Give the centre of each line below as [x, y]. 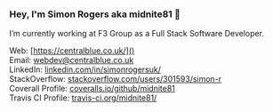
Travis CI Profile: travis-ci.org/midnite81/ [83, 98]
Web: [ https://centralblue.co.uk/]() [72, 51]
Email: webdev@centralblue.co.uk [72, 60]
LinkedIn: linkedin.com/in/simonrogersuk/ [85, 69]
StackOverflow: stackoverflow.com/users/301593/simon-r [116, 79]
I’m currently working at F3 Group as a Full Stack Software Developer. [137, 34]
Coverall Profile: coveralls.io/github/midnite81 [92, 89]
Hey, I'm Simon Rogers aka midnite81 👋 [95, 14]
